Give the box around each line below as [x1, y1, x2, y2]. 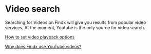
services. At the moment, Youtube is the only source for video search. [5, 24, 145, 30]
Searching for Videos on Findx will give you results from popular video [5, 19, 146, 25]
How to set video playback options [5, 34, 75, 40]
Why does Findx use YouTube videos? [5, 43, 82, 49]
